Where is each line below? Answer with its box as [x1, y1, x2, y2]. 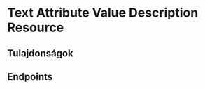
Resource [7, 19, 64, 35]
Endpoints [7, 71, 53, 83]
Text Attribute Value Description [7, 5, 199, 21]
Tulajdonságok [7, 47, 73, 59]
